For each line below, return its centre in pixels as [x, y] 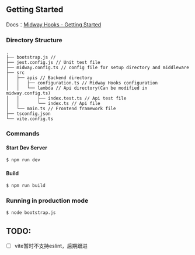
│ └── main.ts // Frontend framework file [61, 109]
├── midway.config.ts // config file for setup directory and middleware [98, 68]
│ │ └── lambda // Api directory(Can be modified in [77, 88]
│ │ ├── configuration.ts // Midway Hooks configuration [82, 83]
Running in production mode [47, 200]
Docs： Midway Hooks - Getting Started [54, 24]
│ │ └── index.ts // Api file [53, 104]
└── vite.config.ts [30, 119]
